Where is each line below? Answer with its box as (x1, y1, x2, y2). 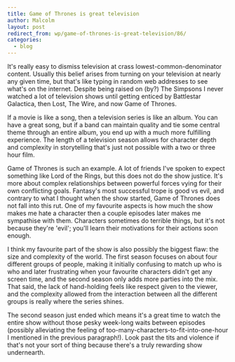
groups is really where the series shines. (7, 297, 124, 306)
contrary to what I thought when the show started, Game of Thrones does (7, 194, 221, 202)
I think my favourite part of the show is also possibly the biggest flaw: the (7, 245, 219, 253)
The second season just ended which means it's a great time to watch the (7, 311, 221, 319)
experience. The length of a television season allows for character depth (7, 136, 217, 144)
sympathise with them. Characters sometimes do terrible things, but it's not (7, 216, 225, 225)
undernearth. (7, 349, 46, 356)
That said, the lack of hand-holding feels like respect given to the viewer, (7, 283, 218, 290)
